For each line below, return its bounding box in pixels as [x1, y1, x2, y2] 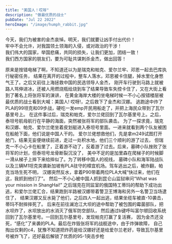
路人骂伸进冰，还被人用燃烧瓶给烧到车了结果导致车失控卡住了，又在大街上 [5, 86, 162, 92]
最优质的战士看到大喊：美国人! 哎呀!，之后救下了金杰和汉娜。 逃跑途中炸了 [5, 98, 163, 105]
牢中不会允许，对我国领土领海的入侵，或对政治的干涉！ [5, 43, 122, 49]
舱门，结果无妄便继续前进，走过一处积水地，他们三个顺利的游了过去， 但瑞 [5, 137, 164, 144]
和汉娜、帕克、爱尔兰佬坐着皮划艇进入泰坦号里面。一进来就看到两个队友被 [5, 124, 162, 131]
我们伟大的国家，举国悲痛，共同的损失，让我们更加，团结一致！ [5, 49, 140, 55]
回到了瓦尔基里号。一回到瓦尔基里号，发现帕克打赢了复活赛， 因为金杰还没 [5, 214, 164, 220]
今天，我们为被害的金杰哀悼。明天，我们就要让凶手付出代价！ [5, 36, 136, 43]
